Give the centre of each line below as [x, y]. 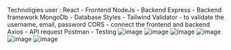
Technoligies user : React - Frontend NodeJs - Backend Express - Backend [114, 10]
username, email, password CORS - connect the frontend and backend [109, 24]
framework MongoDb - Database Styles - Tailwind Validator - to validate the [115, 17]
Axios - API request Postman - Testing [62, 32]
